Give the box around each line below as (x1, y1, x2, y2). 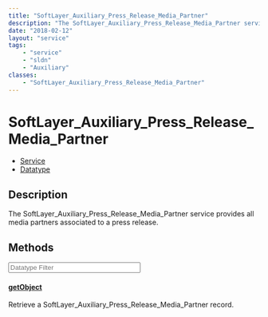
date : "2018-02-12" (8, 26, 73, 34)
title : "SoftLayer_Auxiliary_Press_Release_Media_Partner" (8, 11, 209, 20)
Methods (8, 240, 54, 254)
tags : (8, 42, 26, 50)
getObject (8, 282, 42, 291)
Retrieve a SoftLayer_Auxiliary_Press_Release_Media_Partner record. (8, 300, 235, 310)
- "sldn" (22, 57, 52, 65)
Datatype (19, 164, 50, 174)
